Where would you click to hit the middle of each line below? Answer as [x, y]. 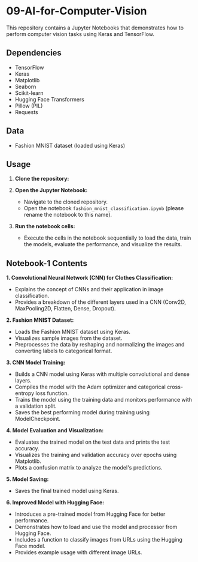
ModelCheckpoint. [38, 419]
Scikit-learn [29, 93]
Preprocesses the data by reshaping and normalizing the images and [100, 345]
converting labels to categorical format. [63, 351]
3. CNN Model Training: [36, 363]
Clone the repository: [42, 179]
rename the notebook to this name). [68, 215]
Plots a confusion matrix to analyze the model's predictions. [89, 468]
